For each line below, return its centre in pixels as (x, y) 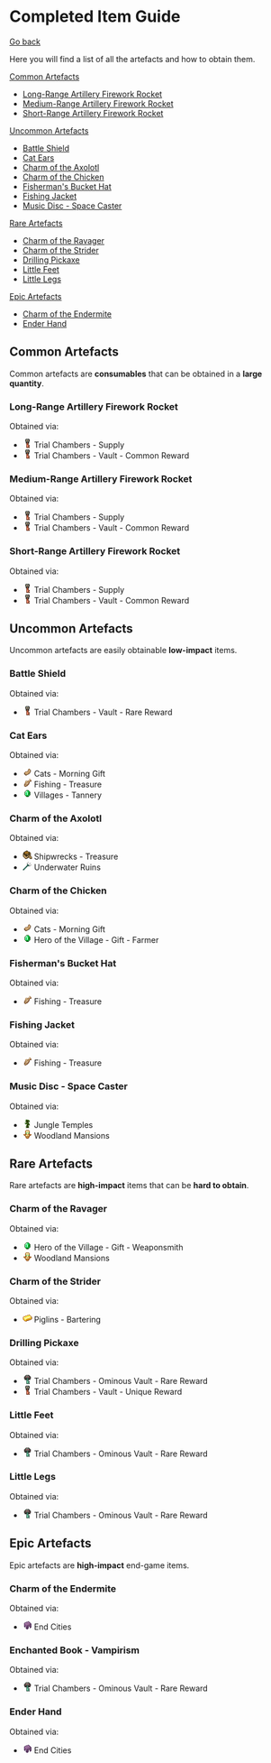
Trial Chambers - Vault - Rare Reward (103, 712)
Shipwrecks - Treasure (76, 857)
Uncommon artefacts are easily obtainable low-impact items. (123, 651)
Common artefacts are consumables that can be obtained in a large (136, 374)
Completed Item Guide (95, 17)
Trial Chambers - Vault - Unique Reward (108, 1392)
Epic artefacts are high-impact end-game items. (99, 1565)
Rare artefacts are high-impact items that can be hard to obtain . (129, 1186)
